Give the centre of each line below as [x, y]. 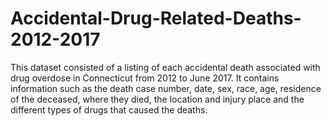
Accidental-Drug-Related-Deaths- [156, 18]
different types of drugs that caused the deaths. [109, 109]
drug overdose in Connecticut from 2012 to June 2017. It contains [145, 78]
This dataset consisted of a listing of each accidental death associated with [165, 67]
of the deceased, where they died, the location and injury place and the [157, 99]
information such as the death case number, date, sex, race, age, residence [166, 88]
